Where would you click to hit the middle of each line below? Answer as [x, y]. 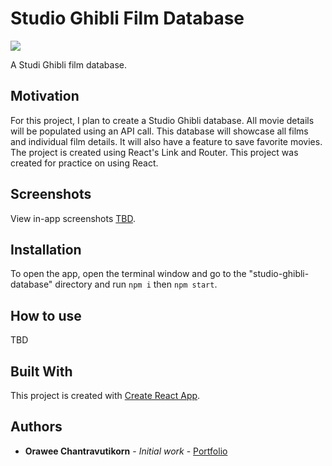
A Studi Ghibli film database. [69, 64]
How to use [46, 315]
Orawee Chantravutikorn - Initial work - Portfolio [126, 451]
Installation [46, 249]
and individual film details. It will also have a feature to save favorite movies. [166, 141]
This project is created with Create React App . [105, 395]
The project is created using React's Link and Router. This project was [154, 152]
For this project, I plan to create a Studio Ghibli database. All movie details [162, 120]
